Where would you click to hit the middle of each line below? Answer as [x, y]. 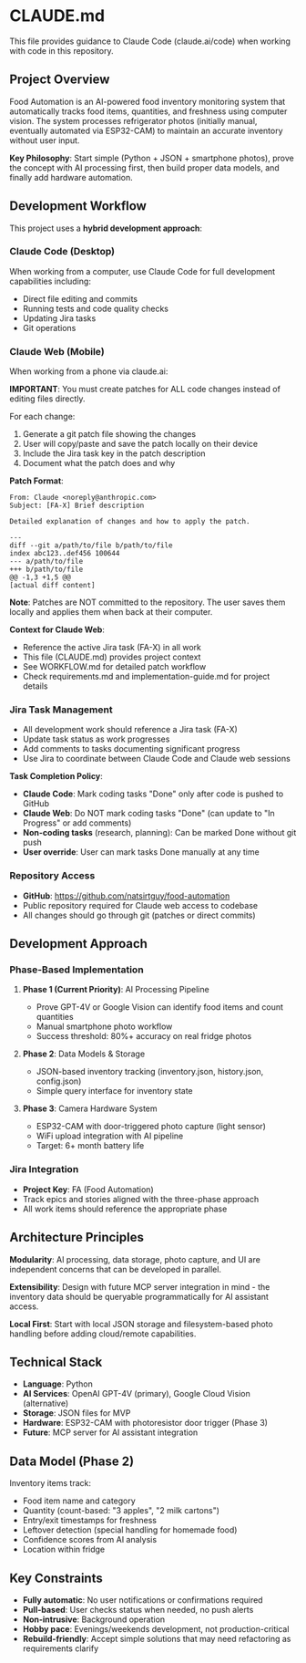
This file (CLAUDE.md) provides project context [112, 657]
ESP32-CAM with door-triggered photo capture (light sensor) [151, 1127]
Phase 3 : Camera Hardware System [90, 1108]
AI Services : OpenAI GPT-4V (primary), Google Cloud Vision [136, 1394]
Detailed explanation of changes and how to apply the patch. [130, 522]
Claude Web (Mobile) [57, 351]
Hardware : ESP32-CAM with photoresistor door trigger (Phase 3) [145, 1423]
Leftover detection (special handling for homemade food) [130, 1530]
